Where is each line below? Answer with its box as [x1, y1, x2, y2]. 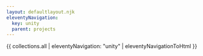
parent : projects [12, 26, 56, 32]
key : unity [12, 20, 40, 26]
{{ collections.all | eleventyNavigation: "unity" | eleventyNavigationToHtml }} [6, 43, 198, 50]
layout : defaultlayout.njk [6, 9, 75, 15]
